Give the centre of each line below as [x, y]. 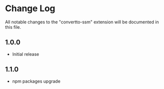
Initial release [25, 54]
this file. [13, 27]
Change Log [30, 9]
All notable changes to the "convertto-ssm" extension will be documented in [82, 22]
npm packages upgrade [36, 81]
